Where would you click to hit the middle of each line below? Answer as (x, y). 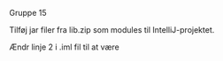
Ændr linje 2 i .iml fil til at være (64, 47)
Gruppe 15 (28, 13)
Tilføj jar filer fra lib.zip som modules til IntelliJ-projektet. (112, 30)
